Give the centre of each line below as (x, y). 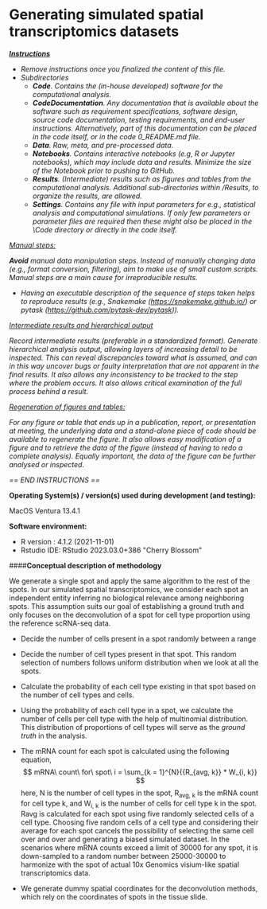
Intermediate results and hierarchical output (81, 325)
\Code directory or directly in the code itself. (104, 229)
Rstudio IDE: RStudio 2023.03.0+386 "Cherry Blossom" (111, 550)
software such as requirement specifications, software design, (135, 111)
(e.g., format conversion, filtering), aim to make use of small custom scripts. (133, 269)
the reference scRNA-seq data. (60, 623)
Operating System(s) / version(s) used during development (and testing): (132, 495)
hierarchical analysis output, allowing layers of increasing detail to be (123, 349)
